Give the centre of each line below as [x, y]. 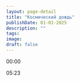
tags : [13, 34]
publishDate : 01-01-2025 [36, 22]
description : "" [26, 28]
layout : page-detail [31, 12]
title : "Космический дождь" [41, 17]
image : [14, 39]
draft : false [22, 45]
